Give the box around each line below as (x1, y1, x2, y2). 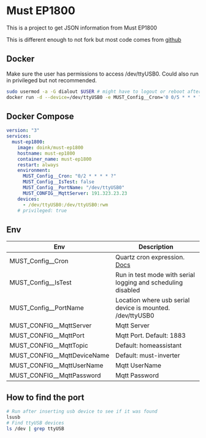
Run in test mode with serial (115, 271, 195, 280)
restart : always (17, 162, 59, 168)
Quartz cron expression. (115, 253, 185, 262)
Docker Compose (6, 111, 75, 122)
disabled (115, 286, 140, 295)
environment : (17, 167, 51, 174)
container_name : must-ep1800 (17, 156, 92, 162)
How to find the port (6, 392, 85, 402)
